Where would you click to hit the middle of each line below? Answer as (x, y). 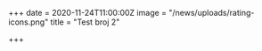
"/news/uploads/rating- (211, 13)
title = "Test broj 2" (85, 22)
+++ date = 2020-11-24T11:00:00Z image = (87, 13)
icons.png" (29, 22)
